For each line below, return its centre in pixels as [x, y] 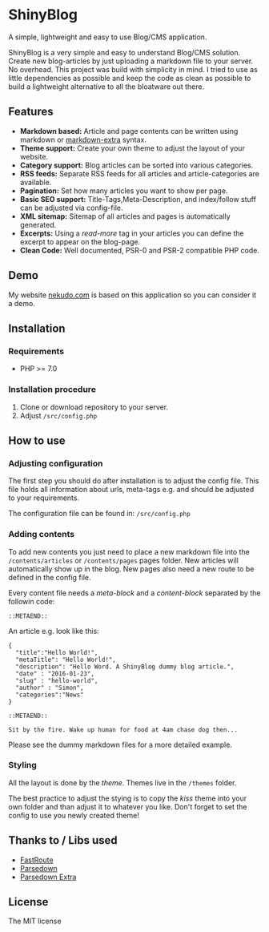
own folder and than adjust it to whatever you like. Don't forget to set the [128, 806]
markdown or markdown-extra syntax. [83, 139]
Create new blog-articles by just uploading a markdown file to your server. [131, 61]
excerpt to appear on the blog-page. [80, 241]
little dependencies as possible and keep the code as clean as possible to [130, 78]
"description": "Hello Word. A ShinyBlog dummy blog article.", [125, 667]
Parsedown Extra [48, 877]
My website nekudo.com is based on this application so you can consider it [132, 295]
